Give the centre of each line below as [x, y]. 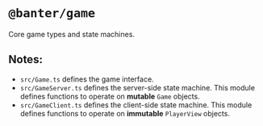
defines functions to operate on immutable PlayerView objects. [125, 113]
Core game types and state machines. [72, 34]
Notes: [25, 59]
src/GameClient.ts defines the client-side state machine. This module [136, 105]
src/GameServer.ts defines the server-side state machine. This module [138, 87]
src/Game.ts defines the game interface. [87, 79]
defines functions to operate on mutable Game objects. [110, 96]
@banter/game [52, 13]
